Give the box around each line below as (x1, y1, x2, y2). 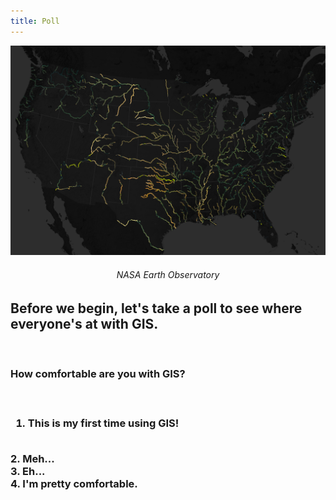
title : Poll (10, 16, 60, 26)
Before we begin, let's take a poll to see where (10, 300, 303, 317)
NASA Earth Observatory (116, 268, 220, 280)
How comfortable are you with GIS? (10, 366, 186, 380)
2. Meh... (10, 451, 55, 465)
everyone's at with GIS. (10, 315, 159, 332)
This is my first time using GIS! (27, 416, 180, 430)
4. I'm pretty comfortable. (10, 476, 138, 490)
